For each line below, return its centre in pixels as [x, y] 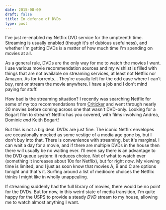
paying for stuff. [22, 89]
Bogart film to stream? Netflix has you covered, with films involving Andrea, [82, 115]
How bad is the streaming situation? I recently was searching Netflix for [78, 99]
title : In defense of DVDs [33, 19]
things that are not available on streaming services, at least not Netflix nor [81, 74]
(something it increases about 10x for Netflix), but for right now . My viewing [83, 161]
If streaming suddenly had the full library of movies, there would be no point [83, 187]
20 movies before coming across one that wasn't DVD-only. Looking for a [81, 109]
